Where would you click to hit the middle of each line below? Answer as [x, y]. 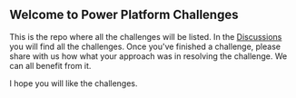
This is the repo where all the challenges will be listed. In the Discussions [146, 36]
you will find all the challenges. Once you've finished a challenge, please [145, 46]
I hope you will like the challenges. [74, 83]
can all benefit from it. [50, 65]
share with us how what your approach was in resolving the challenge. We [148, 56]
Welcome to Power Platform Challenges [124, 15]
